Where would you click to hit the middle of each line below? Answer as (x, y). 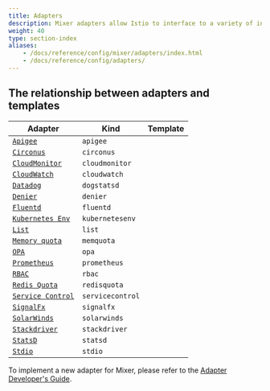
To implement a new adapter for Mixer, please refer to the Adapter (118, 370)
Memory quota (37, 241)
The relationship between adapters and (109, 93)
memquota (98, 241)
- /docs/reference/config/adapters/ (84, 61)
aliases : (23, 46)
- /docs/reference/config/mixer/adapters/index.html (113, 53)
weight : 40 (27, 31)
